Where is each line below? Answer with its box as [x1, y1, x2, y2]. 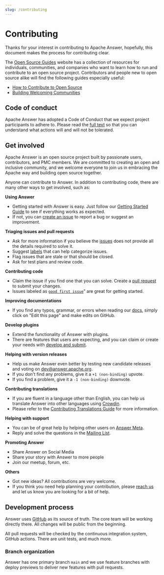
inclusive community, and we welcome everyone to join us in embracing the [5, 165, 158, 170]
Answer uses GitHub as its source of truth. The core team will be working [5, 516, 153, 522]
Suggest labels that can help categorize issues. [12, 248, 108, 255]
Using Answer [5, 194, 35, 200]
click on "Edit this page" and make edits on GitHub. [12, 312, 116, 318]
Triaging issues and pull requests [5, 229, 74, 235]
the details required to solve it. [12, 243, 73, 249]
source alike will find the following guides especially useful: [5, 74, 125, 81]
